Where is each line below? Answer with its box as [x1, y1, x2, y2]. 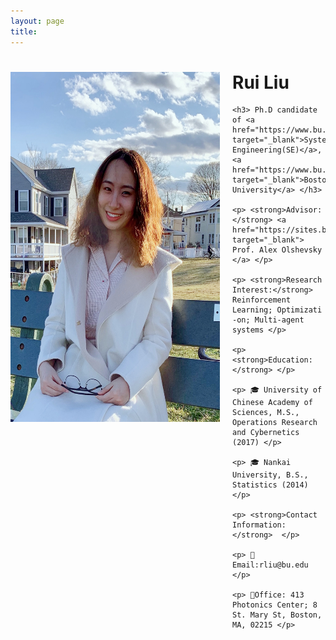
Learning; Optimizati [232, 305, 323, 315]
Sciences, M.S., [232, 408, 300, 418]
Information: [232, 520, 287, 530]
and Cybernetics [232, 428, 300, 438]
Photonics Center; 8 [232, 600, 318, 610]
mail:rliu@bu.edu [232, 560, 309, 570]
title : [10, 26, 38, 37]
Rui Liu [232, 71, 290, 94]
